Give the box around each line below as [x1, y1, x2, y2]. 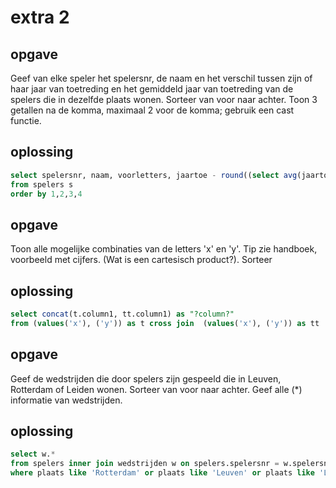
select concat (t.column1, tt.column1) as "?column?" [10, 309, 235, 320]
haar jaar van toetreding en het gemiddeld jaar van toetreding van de [10, 83, 294, 95]
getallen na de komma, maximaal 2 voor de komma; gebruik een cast [10, 104, 295, 116]
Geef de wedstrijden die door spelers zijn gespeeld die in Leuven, [10, 372, 282, 385]
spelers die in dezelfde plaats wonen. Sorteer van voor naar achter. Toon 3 [10, 94, 318, 105]
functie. [10, 115, 42, 126]
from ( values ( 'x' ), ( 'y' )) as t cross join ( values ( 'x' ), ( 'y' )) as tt [10, 318, 320, 328]
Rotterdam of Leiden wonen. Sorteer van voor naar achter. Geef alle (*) [10, 383, 303, 395]
